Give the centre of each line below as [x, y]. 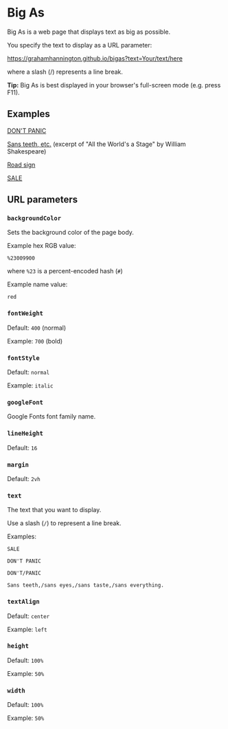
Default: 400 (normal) [37, 328]
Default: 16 [22, 447]
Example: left [27, 629]
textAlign [23, 602]
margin [18, 465]
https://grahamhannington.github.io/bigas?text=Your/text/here [95, 58]
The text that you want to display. [54, 510]
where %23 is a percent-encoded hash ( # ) [65, 271]
